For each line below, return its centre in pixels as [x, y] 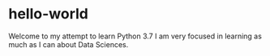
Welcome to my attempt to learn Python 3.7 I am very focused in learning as [135, 36]
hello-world [49, 14]
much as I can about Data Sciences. [69, 44]
